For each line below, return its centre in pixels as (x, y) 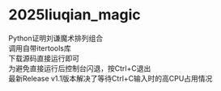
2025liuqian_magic (74, 15)
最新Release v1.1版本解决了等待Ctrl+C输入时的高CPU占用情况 (110, 78)
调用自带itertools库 (40, 48)
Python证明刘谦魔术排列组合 (56, 38)
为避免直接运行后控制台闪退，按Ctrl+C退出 (80, 68)
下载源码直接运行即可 (44, 58)
